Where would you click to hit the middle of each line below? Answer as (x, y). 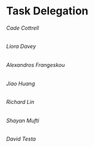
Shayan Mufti (23, 120)
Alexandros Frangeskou (36, 65)
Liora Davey (21, 47)
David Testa (21, 139)
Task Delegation (47, 11)
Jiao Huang (21, 83)
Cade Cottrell (23, 27)
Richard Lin (20, 102)
